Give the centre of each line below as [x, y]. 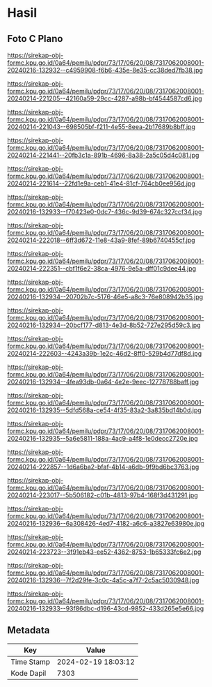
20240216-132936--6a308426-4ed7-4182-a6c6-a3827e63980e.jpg [106, 523]
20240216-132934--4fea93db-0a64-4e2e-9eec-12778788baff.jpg [103, 382]
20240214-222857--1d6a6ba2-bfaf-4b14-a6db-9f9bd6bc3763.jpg [103, 467]
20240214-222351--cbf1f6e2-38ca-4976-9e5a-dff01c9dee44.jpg [102, 269]
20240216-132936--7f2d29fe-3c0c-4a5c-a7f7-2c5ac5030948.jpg [103, 580]
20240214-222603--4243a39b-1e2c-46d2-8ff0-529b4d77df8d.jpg [105, 353]
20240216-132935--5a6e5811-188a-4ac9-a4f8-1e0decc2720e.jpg [103, 438]
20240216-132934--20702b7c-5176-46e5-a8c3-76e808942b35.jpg [105, 297]
